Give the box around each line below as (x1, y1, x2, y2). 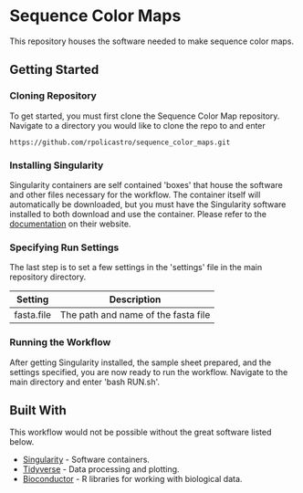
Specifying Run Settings (9, 241, 120, 254)
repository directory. (9, 271, 87, 283)
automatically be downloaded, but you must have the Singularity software (9, 198, 287, 210)
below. (9, 436, 35, 447)
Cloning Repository (9, 89, 98, 102)
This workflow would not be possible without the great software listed (9, 426, 272, 438)
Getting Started (9, 62, 99, 78)
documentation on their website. (9, 218, 131, 229)
